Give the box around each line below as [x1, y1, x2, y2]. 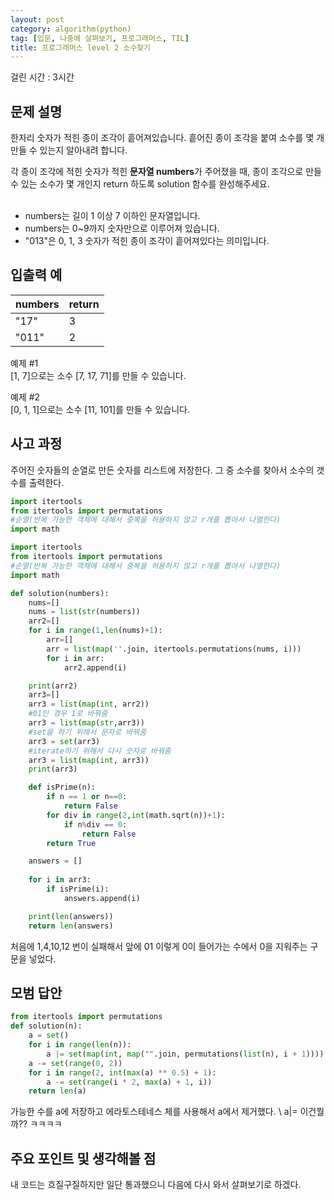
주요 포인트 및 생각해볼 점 [10, 1150, 157, 1167]
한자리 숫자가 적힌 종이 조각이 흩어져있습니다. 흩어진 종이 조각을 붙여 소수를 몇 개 [10, 132, 325, 144]
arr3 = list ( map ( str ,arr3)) [28, 718, 145, 728]
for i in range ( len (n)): [28, 1040, 132, 1050]
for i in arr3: [28, 875, 92, 885]
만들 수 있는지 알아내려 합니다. [10, 144, 128, 156]
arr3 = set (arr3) [28, 736, 101, 746]
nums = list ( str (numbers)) [28, 607, 141, 617]
